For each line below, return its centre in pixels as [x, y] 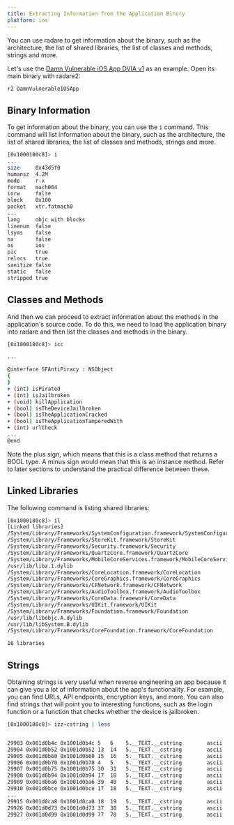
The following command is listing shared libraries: [78, 507]
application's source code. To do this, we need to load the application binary [117, 324]
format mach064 [32, 187]
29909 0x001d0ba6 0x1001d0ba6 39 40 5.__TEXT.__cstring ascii [115, 782]
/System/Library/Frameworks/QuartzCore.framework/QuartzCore [98, 553]
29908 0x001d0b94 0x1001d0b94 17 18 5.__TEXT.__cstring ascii [115, 775]
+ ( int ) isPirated [34, 389]
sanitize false [29, 265]
